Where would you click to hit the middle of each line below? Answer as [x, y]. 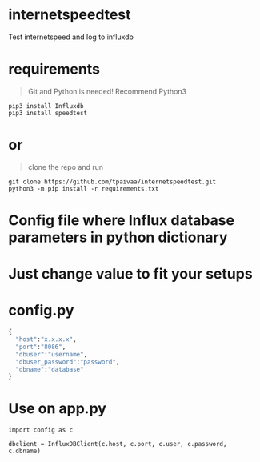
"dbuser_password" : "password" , [68, 362]
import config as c [41, 430]
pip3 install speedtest [48, 113]
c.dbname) [25, 451]
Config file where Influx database [121, 220]
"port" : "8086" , [41, 347]
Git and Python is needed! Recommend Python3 [107, 91]
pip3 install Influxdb [46, 106]
